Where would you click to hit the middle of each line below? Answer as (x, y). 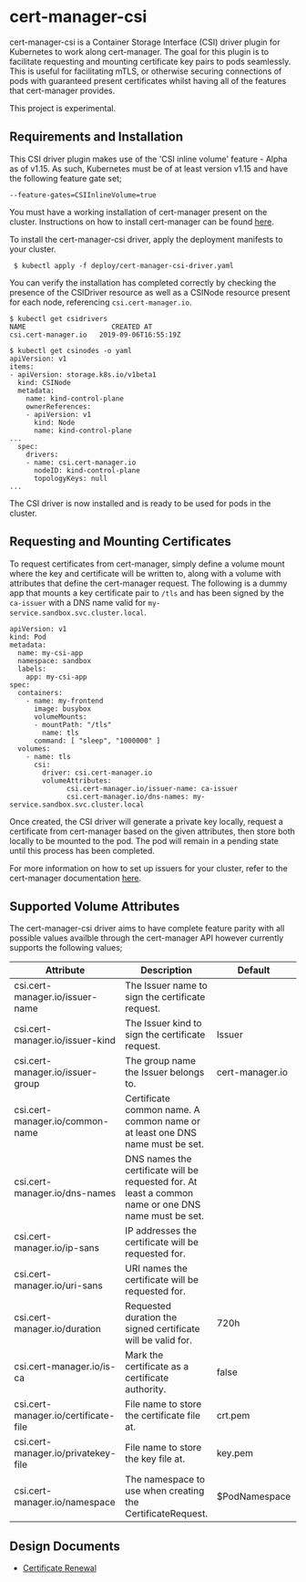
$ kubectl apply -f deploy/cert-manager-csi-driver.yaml (123, 265)
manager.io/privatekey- (65, 1453)
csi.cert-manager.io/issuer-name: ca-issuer (153, 788)
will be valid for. (159, 1340)
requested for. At (161, 1181)
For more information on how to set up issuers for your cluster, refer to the (149, 868)
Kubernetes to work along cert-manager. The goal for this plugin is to (139, 51)
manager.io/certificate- (65, 1416)
